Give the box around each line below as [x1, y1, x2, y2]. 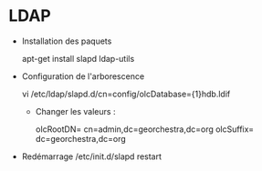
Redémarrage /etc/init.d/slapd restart [21, 151, 162, 162]
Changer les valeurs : [35, 106, 116, 116]
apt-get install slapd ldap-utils [21, 53, 135, 64]
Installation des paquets [21, 35, 112, 46]
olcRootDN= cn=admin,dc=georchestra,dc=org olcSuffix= [35, 124, 255, 135]
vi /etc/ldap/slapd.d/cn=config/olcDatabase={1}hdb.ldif [21, 88, 231, 99]
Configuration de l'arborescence [21, 70, 145, 82]
